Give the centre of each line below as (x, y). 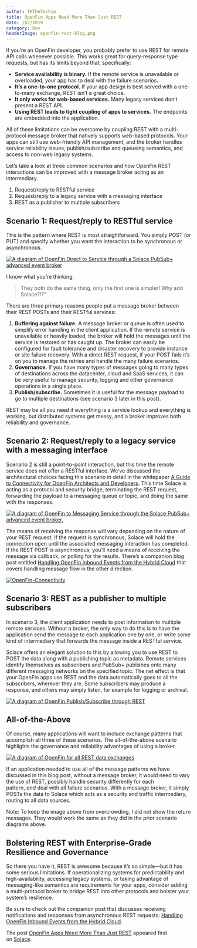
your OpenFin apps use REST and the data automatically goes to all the (92, 677)
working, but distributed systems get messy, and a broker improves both (94, 416)
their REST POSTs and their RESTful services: (61, 312)
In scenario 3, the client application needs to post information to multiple (94, 622)
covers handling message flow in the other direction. (69, 569)
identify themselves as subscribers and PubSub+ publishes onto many (91, 665)
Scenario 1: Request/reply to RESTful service (89, 221)
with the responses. (30, 502)
